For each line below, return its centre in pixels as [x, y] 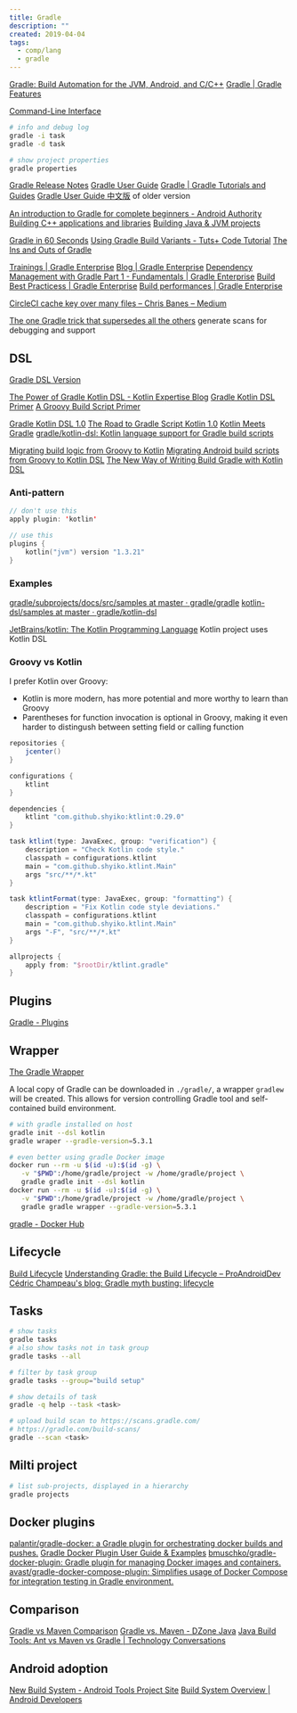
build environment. [82, 1108]
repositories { [37, 744]
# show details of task [53, 1396]
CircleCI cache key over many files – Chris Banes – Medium [118, 303]
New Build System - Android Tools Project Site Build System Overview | [140, 1690]
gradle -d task [37, 144]
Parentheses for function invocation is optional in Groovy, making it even [155, 718]
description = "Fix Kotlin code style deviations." [123, 907]
